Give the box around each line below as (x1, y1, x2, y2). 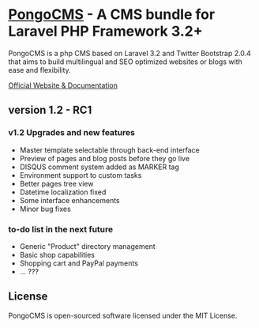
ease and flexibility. (8, 65, 71, 74)
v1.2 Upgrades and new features (8, 127, 136, 138)
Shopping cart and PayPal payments (19, 258, 138, 268)
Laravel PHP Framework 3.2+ (8, 22, 203, 40)
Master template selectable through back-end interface (19, 145, 200, 155)
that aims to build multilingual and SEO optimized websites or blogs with (8, 57, 242, 66)
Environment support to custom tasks (19, 170, 142, 179)
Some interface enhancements (19, 195, 120, 205)
